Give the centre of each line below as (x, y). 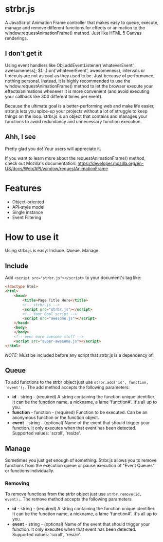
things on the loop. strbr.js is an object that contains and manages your (76, 116)
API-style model (28, 207)
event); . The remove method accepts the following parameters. (69, 499)
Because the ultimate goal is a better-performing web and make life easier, (80, 106)
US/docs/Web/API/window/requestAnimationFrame (56, 168)
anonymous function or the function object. (55, 418)
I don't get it (24, 54)
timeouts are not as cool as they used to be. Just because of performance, (80, 76)
